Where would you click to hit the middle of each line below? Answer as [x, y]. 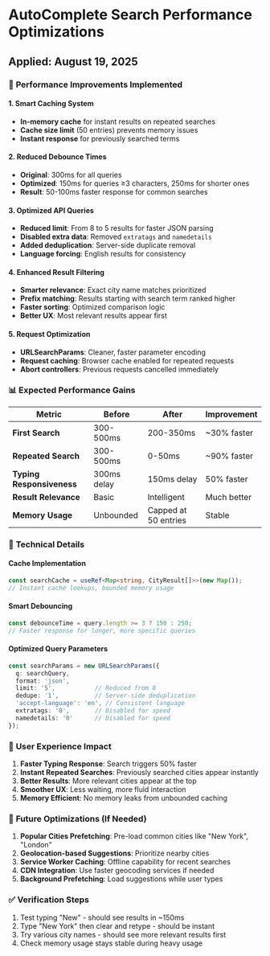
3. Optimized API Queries [51, 210]
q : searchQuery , [43, 673]
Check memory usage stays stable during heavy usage [111, 943]
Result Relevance [46, 497]
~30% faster [229, 433]
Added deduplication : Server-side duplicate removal [108, 245]
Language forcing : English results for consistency [103, 254]
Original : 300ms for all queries [71, 174]
